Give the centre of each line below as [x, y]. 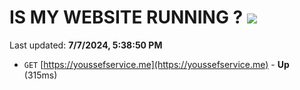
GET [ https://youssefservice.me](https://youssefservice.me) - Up [156, 64]
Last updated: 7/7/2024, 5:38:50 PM [86, 45]
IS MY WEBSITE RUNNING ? [126, 17]
